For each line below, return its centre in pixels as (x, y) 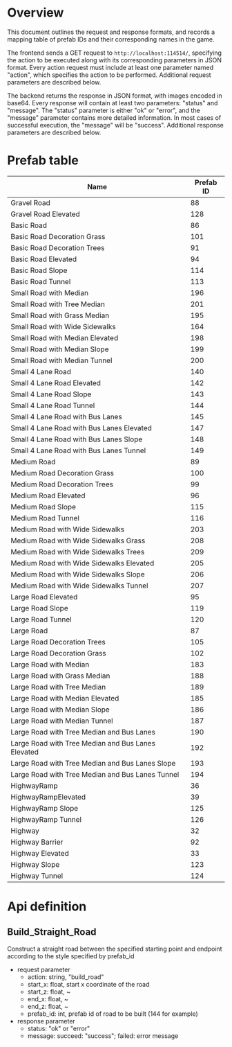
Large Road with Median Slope (60, 710)
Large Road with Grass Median (60, 676)
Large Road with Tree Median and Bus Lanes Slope (93, 763)
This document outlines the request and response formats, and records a (111, 32)
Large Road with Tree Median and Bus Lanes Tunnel (95, 774)
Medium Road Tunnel (45, 518)
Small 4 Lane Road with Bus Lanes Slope (77, 439)
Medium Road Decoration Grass (62, 473)
